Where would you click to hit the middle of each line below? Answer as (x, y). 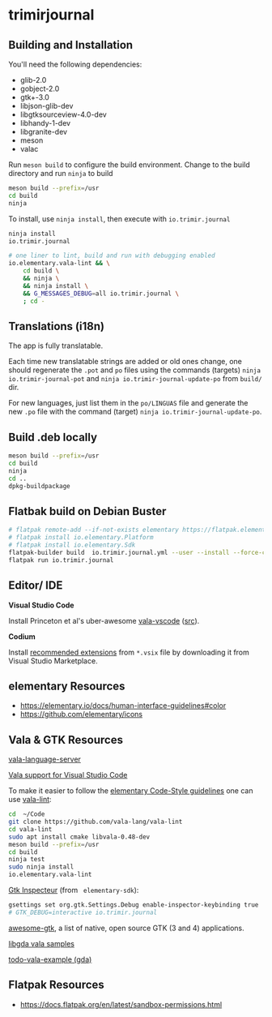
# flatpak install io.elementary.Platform (81, 538)
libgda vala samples (42, 943)
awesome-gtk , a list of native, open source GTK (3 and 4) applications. (126, 928)
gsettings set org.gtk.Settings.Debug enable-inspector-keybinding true (134, 905)
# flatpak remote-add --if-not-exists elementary (94, 530)
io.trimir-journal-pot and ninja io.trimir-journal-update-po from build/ (135, 379)
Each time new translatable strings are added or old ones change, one (125, 362)
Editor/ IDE (36, 586)
